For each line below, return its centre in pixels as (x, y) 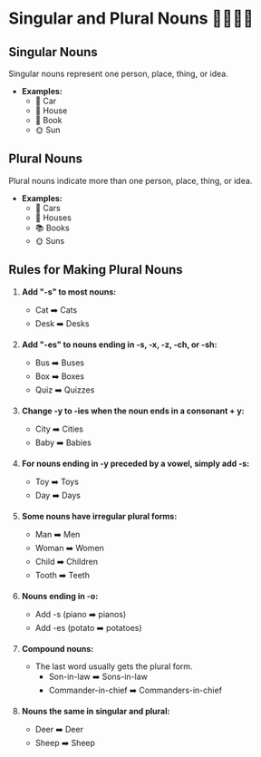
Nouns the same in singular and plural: (96, 711)
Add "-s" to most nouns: (69, 291)
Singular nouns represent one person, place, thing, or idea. (118, 73)
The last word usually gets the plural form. (114, 666)
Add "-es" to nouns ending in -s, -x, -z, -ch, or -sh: (119, 345)
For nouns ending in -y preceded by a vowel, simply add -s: (135, 463)
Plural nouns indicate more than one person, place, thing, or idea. (130, 180)
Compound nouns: (58, 648)
